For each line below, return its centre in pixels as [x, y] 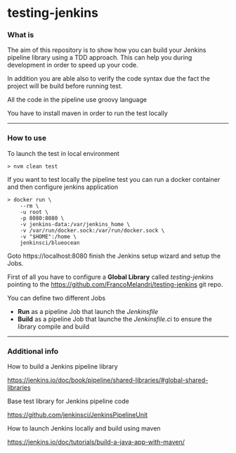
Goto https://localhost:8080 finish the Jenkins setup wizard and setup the [114, 256]
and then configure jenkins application [63, 187]
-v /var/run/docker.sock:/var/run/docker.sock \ [92, 230]
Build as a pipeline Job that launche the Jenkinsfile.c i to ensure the [114, 319]
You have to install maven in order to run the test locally [88, 113]
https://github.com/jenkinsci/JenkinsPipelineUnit [78, 415]
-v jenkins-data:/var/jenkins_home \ [75, 224]
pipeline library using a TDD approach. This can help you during [100, 58]
